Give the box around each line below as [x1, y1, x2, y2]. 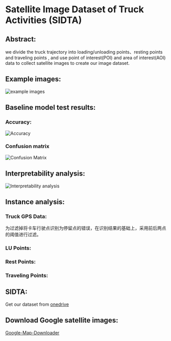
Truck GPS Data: [5, 213, 47, 220]
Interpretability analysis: [5, 169, 85, 178]
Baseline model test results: [5, 103, 96, 112]
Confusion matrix [5, 143, 50, 150]
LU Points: [5, 245, 32, 252]
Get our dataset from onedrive [5, 301, 69, 307]
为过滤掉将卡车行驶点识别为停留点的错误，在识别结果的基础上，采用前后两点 [5, 225, 166, 231]
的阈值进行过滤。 [5, 231, 41, 238]
